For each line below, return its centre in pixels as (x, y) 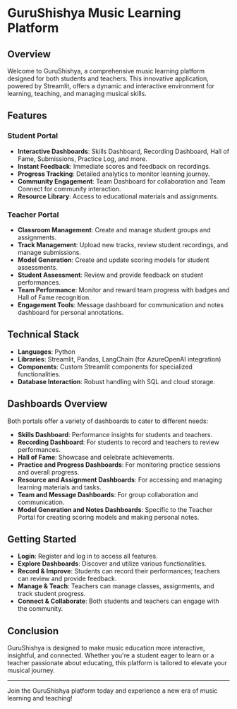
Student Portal (33, 136)
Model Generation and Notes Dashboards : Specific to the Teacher (115, 509)
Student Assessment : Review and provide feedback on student (110, 275)
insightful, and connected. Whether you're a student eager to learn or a (111, 655)
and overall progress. (48, 472)
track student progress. (51, 594)
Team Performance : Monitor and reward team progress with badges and (123, 290)
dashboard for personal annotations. (71, 312)
